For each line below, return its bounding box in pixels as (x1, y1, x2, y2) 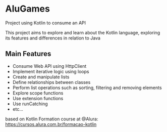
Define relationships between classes (12, 79, 91, 85)
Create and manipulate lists (12, 74, 70, 80)
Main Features (5, 50, 51, 58)
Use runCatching (12, 101, 48, 107)
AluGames (5, 3, 50, 15)
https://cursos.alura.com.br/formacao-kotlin (5, 121, 97, 127)
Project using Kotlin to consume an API (5, 20, 86, 26)
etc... (12, 106, 24, 112)
